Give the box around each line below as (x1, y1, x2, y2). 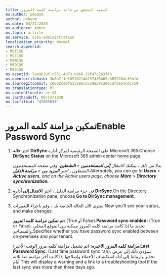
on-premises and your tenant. (12, 233, 74, 239)
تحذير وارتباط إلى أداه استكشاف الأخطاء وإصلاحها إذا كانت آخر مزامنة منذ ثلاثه (12, 254, 155, 260)
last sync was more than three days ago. (12, 264, 96, 270)
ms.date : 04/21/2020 (5, 21, 48, 26)
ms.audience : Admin (5, 26, 46, 31)
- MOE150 (5, 53, 24, 58)
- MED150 (5, 62, 24, 67)
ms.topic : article (5, 30, 43, 35)
